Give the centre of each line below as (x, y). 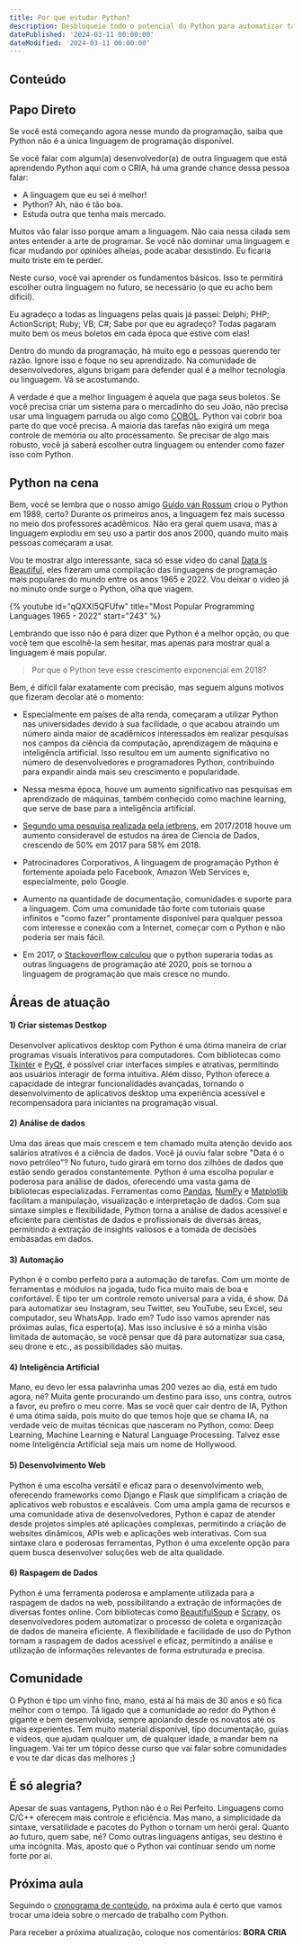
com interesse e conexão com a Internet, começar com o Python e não (154, 928)
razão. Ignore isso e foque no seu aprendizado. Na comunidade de (133, 360)
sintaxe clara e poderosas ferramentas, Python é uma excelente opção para (150, 1543)
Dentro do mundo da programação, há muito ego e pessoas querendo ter (145, 351)
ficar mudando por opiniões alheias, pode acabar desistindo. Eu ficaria (140, 251)
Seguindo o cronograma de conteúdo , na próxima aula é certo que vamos (146, 1905)
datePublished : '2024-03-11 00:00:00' (82, 34)
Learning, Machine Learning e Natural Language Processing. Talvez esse (145, 1435)
